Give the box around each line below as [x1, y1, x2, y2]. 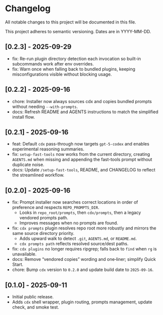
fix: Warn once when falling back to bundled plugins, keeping [12, 66, 136, 72]
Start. [12, 262, 23, 268]
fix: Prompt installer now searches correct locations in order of [12, 199, 138, 205]
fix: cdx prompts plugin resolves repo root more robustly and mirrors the [12, 225, 157, 231]
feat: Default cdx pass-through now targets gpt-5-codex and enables [12, 141, 150, 147]
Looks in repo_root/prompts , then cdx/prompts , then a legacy [19, 210, 142, 215]
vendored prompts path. [19, 215, 68, 221]
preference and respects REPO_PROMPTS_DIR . [12, 205, 100, 210]
